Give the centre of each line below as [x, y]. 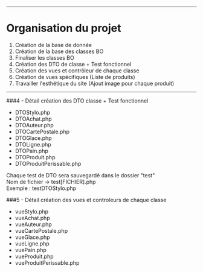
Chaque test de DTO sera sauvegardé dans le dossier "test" [81, 175]
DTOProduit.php [35, 157]
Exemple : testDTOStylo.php [41, 188]
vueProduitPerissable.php [47, 262]
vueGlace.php [32, 237]
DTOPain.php [31, 151]
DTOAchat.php [34, 119]
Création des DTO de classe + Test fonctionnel [73, 64]
